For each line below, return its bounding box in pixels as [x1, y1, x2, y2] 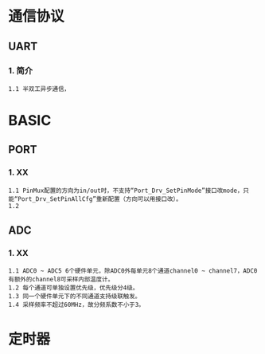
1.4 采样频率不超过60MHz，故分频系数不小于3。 [8, 301, 145, 309]
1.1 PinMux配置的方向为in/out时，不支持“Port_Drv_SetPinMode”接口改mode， [8, 187, 244, 195]
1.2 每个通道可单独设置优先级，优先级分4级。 [8, 284, 139, 292]
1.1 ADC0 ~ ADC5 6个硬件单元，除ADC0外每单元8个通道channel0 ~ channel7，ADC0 [8, 267, 258, 275]
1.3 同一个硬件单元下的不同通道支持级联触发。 [8, 293, 142, 301]
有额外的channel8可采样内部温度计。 [8, 276, 114, 284]
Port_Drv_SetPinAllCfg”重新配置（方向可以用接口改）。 [18, 195, 182, 203]
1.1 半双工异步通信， [8, 85, 70, 92]
